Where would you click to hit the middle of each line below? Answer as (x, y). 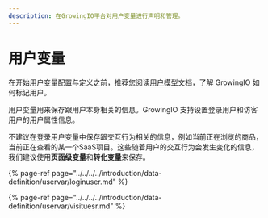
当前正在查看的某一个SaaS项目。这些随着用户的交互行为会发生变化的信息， (134, 147)
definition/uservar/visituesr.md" (61, 206)
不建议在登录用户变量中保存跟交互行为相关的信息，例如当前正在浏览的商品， (136, 136)
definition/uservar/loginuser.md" (63, 182)
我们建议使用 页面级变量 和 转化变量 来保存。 (79, 157)
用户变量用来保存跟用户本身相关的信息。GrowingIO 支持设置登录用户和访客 (133, 109)
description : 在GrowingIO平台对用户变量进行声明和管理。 (96, 16)
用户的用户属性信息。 (44, 119)
